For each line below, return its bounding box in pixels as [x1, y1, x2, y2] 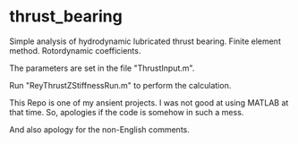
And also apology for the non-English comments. [9, 123, 191, 135]
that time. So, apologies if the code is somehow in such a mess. [9, 106, 244, 117]
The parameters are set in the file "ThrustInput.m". [9, 63, 195, 73]
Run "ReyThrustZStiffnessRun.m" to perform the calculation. [9, 80, 232, 90]
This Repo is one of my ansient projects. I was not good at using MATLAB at [9, 97, 289, 108]
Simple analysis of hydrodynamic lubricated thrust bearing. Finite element [9, 36, 282, 47]
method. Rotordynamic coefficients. [9, 45, 141, 55]
